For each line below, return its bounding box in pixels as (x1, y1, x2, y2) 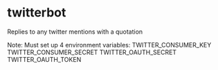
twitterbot (7, 5, 66, 21)
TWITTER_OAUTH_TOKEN (7, 55, 82, 63)
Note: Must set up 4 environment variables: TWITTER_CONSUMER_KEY (7, 40, 212, 49)
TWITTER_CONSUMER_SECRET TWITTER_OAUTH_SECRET (7, 48, 177, 56)
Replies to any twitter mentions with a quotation (7, 27, 143, 36)
